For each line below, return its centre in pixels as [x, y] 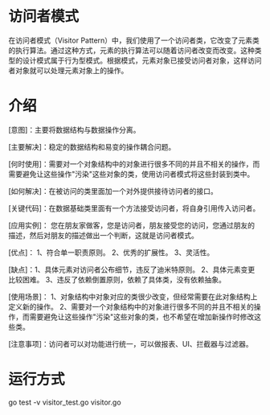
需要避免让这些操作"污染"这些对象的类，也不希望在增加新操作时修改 [142, 316]
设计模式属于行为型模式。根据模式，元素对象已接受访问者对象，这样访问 [142, 60]
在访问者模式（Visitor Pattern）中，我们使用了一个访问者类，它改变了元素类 [134, 40]
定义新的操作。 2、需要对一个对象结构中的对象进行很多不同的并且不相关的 [131, 306]
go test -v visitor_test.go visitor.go [65, 402]
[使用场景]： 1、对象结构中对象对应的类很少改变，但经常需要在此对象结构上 [133, 296]
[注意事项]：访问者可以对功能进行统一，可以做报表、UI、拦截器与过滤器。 [131, 343]
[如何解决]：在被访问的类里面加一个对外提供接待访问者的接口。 [113, 191]
